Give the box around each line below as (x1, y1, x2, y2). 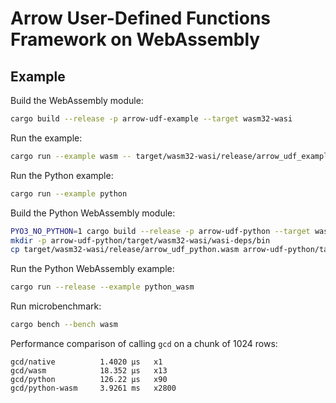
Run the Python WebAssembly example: (10, 263, 175, 275)
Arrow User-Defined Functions (10, 7, 271, 30)
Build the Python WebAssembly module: (10, 207, 176, 219)
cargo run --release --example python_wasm (10, 282, 195, 292)
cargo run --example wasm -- (10, 151, 132, 161)
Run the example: (10, 132, 83, 144)
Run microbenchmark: (10, 300, 102, 312)
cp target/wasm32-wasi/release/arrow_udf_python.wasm (10, 245, 240, 255)
